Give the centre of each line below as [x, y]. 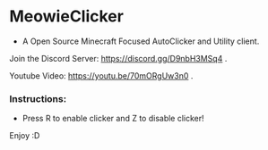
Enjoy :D [25, 136]
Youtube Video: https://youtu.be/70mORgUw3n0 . [101, 75]
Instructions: [38, 98]
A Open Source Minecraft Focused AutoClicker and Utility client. [141, 41]
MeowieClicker [66, 17]
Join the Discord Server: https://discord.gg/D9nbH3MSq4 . [118, 58]
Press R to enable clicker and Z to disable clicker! [113, 119]
